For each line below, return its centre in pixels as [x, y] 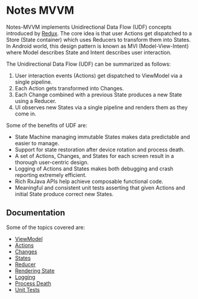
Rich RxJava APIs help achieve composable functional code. [89, 181]
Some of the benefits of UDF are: [47, 125]
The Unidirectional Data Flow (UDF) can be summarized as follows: [89, 64]
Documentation [36, 213]
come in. [26, 114]
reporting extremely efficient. [51, 175]
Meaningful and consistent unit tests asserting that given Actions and [100, 187]
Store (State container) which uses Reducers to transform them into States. [98, 39]
